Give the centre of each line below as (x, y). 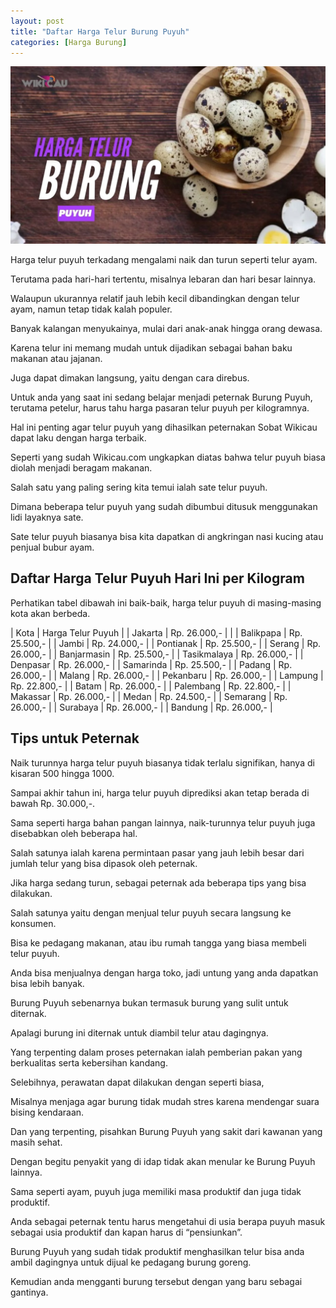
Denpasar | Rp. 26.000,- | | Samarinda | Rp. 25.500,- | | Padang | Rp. (151, 664)
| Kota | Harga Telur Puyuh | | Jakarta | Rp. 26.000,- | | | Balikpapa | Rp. (156, 632)
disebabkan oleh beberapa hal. (74, 833)
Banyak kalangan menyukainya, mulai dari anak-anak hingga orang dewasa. (166, 328)
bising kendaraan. (47, 1112)
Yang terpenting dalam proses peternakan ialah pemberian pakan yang (156, 1052)
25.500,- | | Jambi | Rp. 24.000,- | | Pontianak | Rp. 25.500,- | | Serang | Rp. (166, 643)
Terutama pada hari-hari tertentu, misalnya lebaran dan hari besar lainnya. (163, 279)
